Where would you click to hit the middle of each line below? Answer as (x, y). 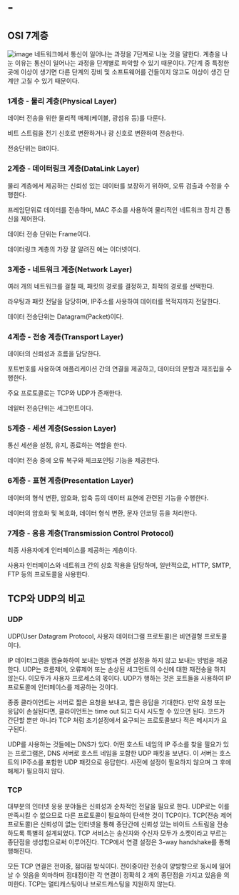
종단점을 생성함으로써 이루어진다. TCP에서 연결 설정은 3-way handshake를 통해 (119, 842)
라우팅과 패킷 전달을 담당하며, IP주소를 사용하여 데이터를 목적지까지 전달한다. (114, 301)
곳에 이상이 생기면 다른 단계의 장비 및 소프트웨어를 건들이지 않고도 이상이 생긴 (115, 72)
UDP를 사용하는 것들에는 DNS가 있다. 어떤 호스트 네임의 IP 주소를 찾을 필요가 (115, 744)
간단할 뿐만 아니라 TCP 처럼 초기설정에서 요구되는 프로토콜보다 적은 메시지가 (113, 720)
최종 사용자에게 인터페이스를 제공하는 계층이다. (72, 550)
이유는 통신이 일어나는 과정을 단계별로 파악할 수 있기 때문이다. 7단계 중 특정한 (122, 63)
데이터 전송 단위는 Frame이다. (49, 234)
